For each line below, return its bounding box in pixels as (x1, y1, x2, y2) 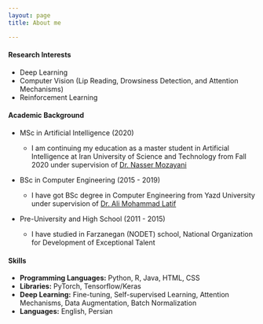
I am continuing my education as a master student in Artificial (31, 143, 230, 153)
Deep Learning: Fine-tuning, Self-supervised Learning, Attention (19, 290, 230, 300)
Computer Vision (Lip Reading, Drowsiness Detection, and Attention (19, 75, 239, 85)
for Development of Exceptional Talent (31, 237, 155, 247)
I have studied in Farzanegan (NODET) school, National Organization (31, 229, 254, 238)
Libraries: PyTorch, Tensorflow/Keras (19, 282, 141, 291)
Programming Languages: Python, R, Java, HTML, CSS (19, 273, 200, 283)
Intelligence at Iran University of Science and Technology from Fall (31, 151, 247, 161)
